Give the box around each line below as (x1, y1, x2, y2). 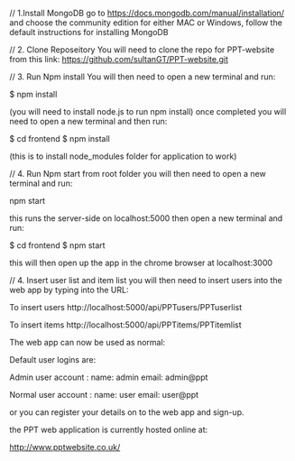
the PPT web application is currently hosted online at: (9, 424, 208, 435)
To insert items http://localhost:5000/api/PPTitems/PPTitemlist (9, 319, 242, 330)
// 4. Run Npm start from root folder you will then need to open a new (9, 169, 266, 179)
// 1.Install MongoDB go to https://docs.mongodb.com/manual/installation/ (9, 8, 285, 18)
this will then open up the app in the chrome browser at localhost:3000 (9, 257, 273, 268)
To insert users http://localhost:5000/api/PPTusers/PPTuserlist (9, 302, 243, 312)
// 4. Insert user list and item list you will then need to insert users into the (9, 275, 282, 285)
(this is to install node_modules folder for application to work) (9, 151, 237, 161)
